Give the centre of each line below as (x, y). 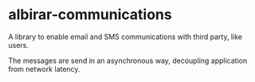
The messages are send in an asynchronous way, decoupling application (128, 61)
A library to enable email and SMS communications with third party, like (126, 37)
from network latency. (44, 68)
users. (19, 45)
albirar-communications (90, 15)
